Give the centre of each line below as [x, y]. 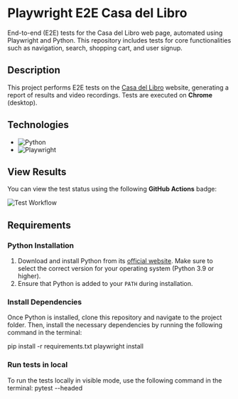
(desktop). [22, 102]
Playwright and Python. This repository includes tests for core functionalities [119, 40]
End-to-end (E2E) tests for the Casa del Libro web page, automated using [115, 33]
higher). [29, 276]
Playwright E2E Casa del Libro [97, 13]
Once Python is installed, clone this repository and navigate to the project [115, 317]
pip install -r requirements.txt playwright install [76, 346]
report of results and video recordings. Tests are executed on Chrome [110, 95]
